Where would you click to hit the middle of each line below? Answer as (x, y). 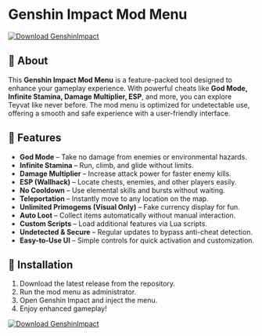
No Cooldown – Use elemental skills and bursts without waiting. (122, 190)
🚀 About (28, 61)
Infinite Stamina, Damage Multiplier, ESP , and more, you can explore (120, 97)
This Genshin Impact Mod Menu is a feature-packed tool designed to (120, 79)
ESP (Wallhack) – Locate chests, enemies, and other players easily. (128, 181)
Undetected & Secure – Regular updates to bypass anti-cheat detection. (136, 232)
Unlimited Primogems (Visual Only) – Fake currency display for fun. (129, 206)
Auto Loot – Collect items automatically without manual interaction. (127, 215)
